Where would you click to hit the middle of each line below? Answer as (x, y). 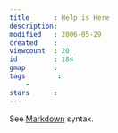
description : (34, 26)
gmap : (34, 68)
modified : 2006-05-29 (55, 34)
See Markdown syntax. (51, 119)
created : (34, 43)
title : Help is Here (59, 18)
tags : (36, 76)
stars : (34, 93)
